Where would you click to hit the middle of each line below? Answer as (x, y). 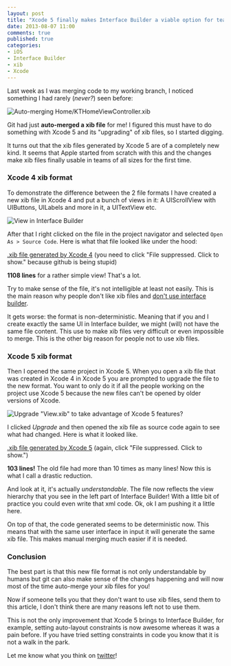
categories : (24, 45)
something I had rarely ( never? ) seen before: (70, 98)
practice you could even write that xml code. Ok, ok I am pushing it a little (111, 504)
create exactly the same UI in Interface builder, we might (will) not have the (113, 323)
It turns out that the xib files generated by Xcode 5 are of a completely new (113, 145)
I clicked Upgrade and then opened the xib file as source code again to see (113, 427)
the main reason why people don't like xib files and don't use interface (107, 296)
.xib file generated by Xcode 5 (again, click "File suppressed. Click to (105, 448)
